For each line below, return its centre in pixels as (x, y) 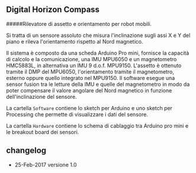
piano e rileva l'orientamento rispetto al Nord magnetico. (75, 41)
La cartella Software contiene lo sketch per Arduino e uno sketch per (89, 108)
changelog (26, 150)
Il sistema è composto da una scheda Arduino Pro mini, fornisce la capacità (98, 53)
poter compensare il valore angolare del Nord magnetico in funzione (89, 90)
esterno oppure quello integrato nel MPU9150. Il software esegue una (91, 78)
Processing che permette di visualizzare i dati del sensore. (77, 114)
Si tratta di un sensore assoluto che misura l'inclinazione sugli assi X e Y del (98, 35)
